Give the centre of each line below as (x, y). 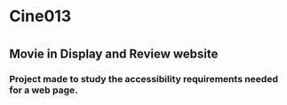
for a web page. (44, 90)
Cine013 (40, 16)
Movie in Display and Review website (114, 54)
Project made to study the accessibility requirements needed (143, 79)
